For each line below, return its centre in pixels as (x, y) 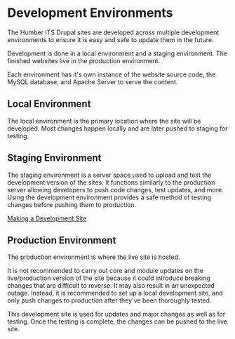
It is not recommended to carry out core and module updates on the (105, 271)
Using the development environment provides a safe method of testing (109, 197)
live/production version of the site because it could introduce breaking (109, 278)
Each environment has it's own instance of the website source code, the (112, 74)
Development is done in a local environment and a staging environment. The (117, 53)
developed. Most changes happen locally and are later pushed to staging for (117, 128)
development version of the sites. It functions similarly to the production (111, 182)
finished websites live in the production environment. (84, 60)
